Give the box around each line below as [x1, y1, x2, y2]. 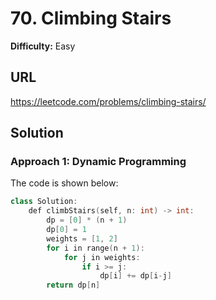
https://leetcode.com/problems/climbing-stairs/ [10, 95, 207, 107]
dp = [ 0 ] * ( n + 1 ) [46, 215, 128, 226]
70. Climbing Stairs [10, 7, 172, 30]
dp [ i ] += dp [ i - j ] [99, 271, 172, 281]
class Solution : [10, 197, 78, 207]
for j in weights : [63, 252, 141, 262]
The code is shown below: [10, 177, 119, 189]
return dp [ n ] [46, 280, 101, 291]
